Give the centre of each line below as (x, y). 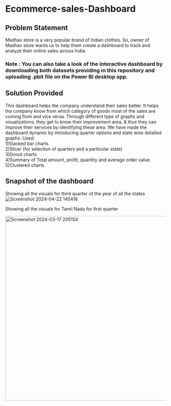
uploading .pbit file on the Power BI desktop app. (67, 77)
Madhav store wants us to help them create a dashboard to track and (78, 45)
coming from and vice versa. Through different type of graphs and (75, 116)
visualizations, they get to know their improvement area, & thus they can (81, 122)
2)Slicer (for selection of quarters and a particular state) (64, 149)
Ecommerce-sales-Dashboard (70, 9)
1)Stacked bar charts (27, 143)
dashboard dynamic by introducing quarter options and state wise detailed (83, 133)
